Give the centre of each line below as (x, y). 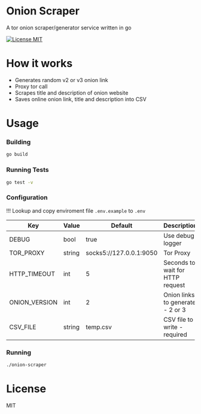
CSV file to (178, 319)
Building (19, 142)
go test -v (20, 182)
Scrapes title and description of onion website (71, 93)
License (26, 389)
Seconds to (179, 262)
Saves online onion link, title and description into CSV (80, 99)
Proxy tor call (31, 86)
